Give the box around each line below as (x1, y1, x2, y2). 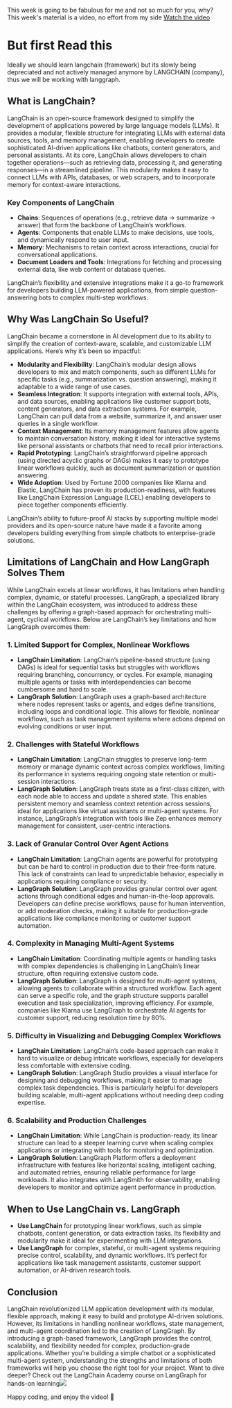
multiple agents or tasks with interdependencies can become (17, 678, 192, 686)
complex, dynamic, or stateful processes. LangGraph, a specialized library (7, 593, 220, 601)
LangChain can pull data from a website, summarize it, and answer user (17, 411, 222, 420)
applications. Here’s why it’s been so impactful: (7, 347, 141, 355)
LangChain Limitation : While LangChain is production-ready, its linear (17, 1131, 218, 1140)
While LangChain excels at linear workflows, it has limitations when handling (7, 585, 225, 594)
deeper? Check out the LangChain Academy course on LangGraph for (7, 1371, 207, 1380)
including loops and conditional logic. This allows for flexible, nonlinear (17, 707, 220, 715)
